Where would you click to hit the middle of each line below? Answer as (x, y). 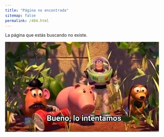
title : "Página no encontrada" (37, 10)
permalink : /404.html (27, 21)
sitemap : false (20, 15)
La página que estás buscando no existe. (46, 35)
